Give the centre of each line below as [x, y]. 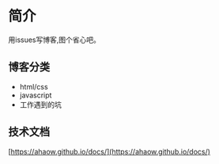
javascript [36, 95]
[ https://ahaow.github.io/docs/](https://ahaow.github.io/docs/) [109, 151]
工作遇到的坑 [40, 105]
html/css [34, 86]
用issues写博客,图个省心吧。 [55, 40]
